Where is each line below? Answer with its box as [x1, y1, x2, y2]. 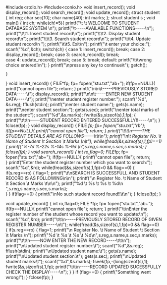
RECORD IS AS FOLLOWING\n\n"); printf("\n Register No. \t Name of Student [5, 175, 162, 181]
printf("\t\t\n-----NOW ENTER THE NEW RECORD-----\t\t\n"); [5, 237, 131, 243]
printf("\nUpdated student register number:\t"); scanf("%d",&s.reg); [5, 243, 143, 248]
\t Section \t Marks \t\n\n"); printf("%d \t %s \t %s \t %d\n [5, 180, 123, 186]
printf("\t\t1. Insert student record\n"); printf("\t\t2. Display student [5, 31, 141, 36]
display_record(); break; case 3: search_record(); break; [5, 52, 119, 57]
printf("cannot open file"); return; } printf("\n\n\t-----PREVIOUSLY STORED [5, 86, 158, 91]
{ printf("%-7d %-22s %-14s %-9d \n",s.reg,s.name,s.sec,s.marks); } [5, 144, 147, 149]
